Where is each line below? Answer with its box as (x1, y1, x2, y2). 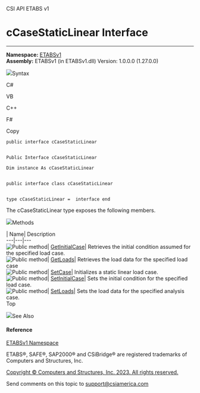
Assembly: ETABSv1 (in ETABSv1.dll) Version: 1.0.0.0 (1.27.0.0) (6, 57, 159, 64)
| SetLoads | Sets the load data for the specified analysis (47, 287, 185, 294)
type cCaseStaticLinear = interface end (6, 196, 111, 202)
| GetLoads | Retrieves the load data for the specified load (47, 255, 188, 263)
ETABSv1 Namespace (6, 339, 59, 347)
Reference (6, 326, 33, 333)
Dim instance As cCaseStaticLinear (6, 165, 95, 171)
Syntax (12, 70, 30, 77)
